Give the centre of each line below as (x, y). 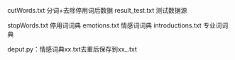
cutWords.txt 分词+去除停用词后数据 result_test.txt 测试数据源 (97, 10)
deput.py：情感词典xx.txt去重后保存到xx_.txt (72, 49)
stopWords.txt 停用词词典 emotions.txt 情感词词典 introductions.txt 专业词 (115, 25)
